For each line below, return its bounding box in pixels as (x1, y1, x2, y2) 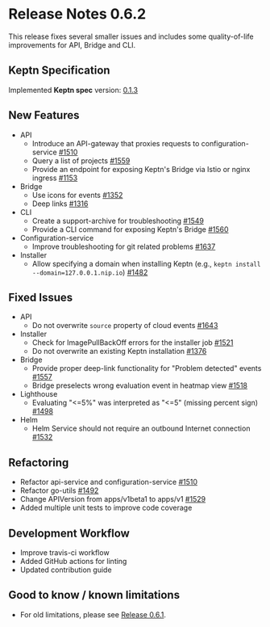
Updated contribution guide (19, 565, 112, 574)
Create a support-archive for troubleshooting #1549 (31, 216, 204, 225)
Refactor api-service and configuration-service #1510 (19, 478, 198, 487)
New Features (8, 108, 80, 122)
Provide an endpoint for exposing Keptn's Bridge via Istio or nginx (31, 164, 251, 174)
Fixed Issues (8, 290, 73, 304)
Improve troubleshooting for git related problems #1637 (31, 242, 216, 251)
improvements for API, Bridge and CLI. (8, 40, 136, 49)
